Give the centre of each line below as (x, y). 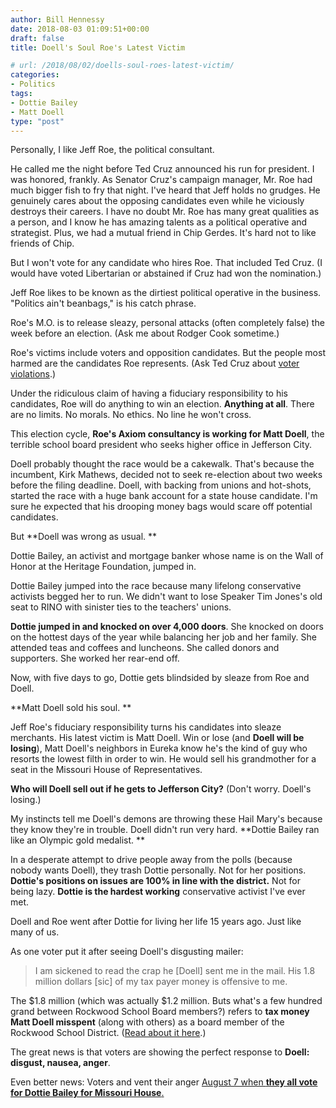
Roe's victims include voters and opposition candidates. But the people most (168, 353)
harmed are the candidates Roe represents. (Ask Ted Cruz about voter (155, 363)
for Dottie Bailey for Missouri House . (87, 1093)
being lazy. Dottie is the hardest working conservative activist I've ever (158, 892)
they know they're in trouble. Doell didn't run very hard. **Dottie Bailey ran (165, 830)
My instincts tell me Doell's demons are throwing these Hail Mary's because (166, 819)
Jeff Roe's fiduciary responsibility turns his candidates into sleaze (146, 727)
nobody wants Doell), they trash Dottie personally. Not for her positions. (158, 870)
